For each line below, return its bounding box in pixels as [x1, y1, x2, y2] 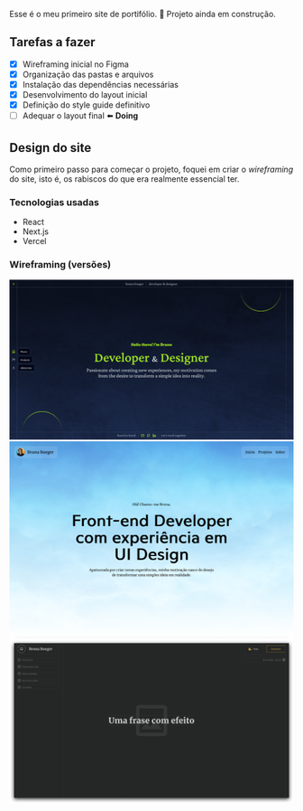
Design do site [9, 140, 92, 156]
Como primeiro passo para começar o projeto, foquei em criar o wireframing [9, 164, 294, 174]
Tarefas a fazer [9, 34, 96, 50]
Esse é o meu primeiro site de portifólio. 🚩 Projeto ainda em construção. [9, 9, 277, 19]
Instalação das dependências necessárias [22, 79, 179, 90]
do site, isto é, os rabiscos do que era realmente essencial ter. [9, 173, 240, 184]
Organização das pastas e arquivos [22, 69, 154, 80]
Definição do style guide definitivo [22, 99, 151, 110]
